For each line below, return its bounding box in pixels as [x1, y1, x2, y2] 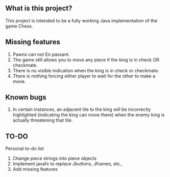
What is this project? [5, 4, 72, 13]
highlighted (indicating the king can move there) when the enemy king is [12, 112, 165, 118]
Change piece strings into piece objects [12, 155, 97, 162]
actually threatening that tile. [12, 117, 73, 124]
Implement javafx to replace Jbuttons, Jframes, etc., [12, 161, 123, 167]
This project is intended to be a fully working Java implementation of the [5, 17, 158, 23]
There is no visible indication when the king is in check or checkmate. [12, 67, 159, 73]
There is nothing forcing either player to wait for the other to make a [12, 73, 156, 79]
